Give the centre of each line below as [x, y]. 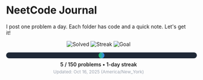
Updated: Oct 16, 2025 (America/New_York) [99, 71]
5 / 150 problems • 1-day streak [99, 64]
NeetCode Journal [52, 10]
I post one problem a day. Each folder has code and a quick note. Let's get [96, 26]
